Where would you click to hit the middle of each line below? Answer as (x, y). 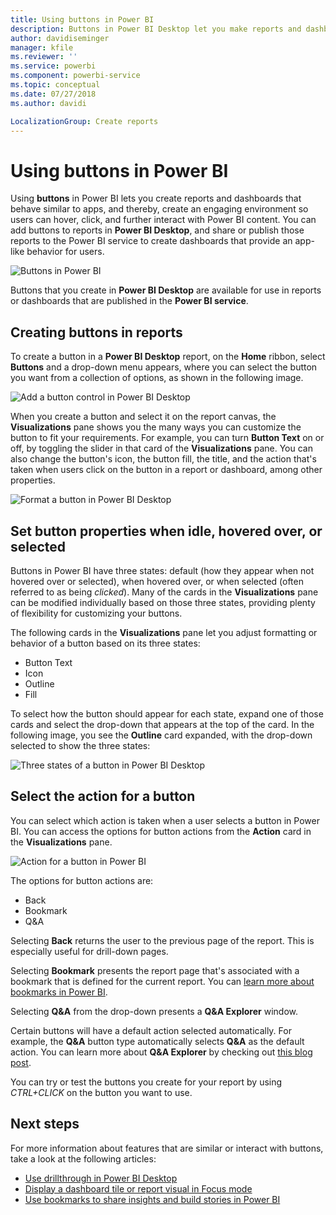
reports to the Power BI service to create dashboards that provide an (151, 241)
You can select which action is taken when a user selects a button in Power (165, 820)
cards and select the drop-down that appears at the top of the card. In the (162, 724)
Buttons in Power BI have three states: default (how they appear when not (162, 570)
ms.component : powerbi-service (75, 76)
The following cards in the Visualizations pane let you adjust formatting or (164, 632)
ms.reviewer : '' (44, 57)
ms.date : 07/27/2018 (53, 94)
